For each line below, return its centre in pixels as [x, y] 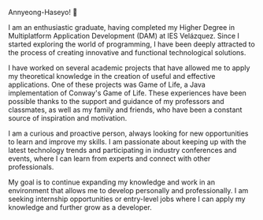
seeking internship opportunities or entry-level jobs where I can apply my [127, 199]
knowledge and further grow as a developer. [80, 207]
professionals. [31, 167]
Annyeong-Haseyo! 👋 [43, 12]
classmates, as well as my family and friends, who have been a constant [125, 110]
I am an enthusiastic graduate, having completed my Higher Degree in [121, 27]
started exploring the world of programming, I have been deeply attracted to [132, 44]
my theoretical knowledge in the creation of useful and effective [112, 76]
